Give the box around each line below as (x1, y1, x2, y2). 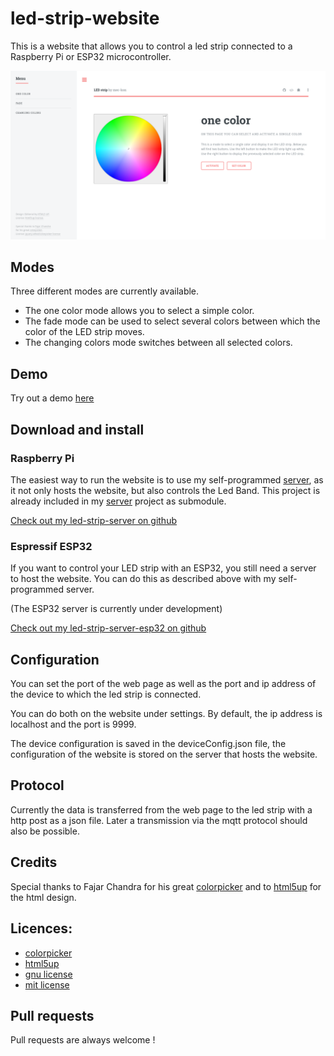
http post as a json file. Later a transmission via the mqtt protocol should (10, 814, 308, 826)
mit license (24, 978, 70, 991)
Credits (10, 854, 58, 871)
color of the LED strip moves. (24, 326, 145, 338)
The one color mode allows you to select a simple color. (24, 305, 255, 317)
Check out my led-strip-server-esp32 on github (10, 622, 207, 634)
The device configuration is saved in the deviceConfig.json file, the (10, 738, 287, 750)
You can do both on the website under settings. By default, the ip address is (10, 708, 323, 720)
